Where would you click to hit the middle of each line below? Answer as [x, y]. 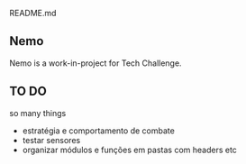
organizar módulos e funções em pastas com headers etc [129, 150]
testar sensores [51, 140]
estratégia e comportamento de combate [99, 131]
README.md [33, 13]
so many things [38, 113]
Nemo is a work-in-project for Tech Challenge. [96, 63]
